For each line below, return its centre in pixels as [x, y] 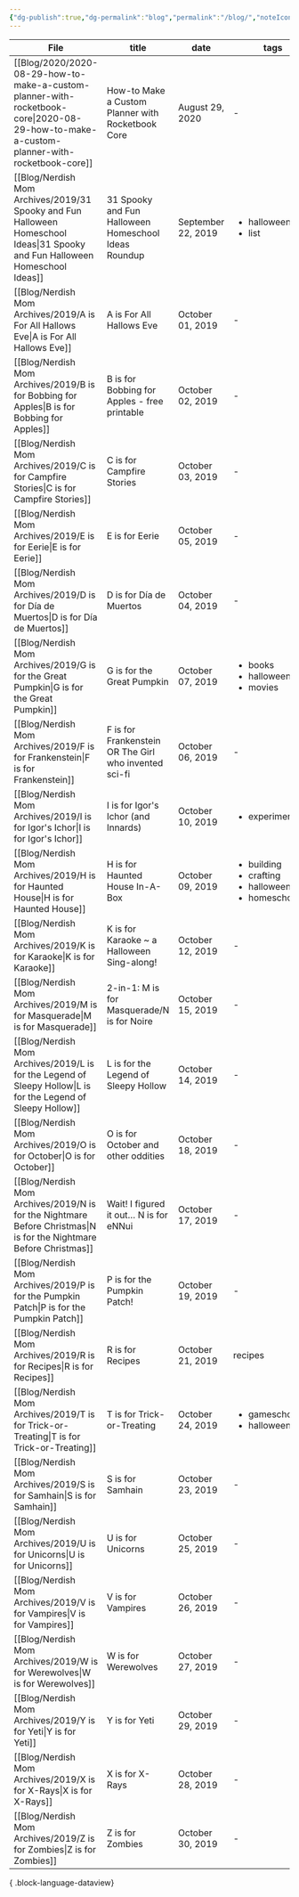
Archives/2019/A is [55, 314]
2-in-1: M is [133, 988]
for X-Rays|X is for [53, 1790]
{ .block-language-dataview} [62, 1882]
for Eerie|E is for [48, 547]
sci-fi [118, 774]
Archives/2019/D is [55, 595]
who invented [135, 762]
